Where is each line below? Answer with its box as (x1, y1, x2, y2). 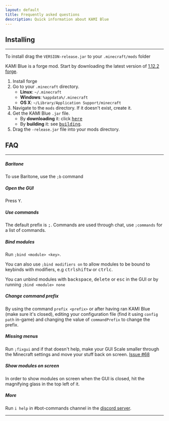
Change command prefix (5, 293, 59, 299)
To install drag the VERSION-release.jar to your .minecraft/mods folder (5, 53, 151, 59)
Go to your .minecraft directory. (12, 83, 79, 90)
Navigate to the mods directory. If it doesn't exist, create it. (12, 105, 132, 111)
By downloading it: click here (20, 116, 83, 122)
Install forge (12, 78, 38, 85)
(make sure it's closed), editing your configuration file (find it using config (5, 311, 158, 317)
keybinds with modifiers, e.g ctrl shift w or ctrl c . (5, 266, 113, 272)
